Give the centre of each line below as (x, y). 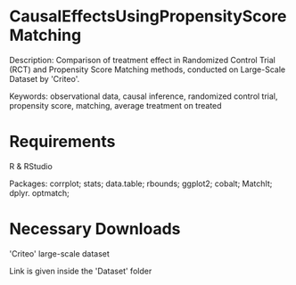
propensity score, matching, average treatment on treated (115, 105)
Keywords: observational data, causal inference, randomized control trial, (144, 96)
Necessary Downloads (95, 229)
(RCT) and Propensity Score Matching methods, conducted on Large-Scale (148, 69)
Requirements (62, 142)
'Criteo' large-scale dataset (59, 253)
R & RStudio (31, 166)
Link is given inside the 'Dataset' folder (81, 271)
